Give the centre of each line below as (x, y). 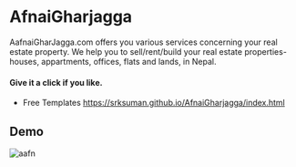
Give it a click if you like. (56, 82)
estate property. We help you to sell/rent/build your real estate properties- (148, 51)
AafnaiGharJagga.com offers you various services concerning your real (143, 42)
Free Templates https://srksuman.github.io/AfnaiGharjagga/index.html (153, 103)
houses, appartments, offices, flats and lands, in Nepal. (113, 61)
